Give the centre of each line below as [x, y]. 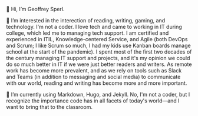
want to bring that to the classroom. [49, 107]
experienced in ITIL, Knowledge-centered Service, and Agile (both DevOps [97, 39]
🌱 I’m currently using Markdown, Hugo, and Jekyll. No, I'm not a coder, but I [98, 95]
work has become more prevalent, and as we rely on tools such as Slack [94, 70]
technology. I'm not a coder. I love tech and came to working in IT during [94, 27]
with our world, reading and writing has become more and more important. [97, 83]
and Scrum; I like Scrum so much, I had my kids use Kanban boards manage [98, 45]
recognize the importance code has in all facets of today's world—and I [93, 101]
